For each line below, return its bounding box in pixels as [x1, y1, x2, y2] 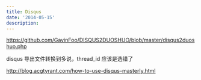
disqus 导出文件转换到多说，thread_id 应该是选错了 [6, 55, 134, 63]
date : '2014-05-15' [6, 14, 55, 20]
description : [6, 20, 39, 26]
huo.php [6, 43, 27, 50]
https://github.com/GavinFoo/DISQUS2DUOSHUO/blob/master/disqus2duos [6, 37, 195, 44]
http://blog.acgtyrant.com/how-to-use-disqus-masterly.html [6, 67, 156, 75]
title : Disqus [6, 8, 42, 15]
